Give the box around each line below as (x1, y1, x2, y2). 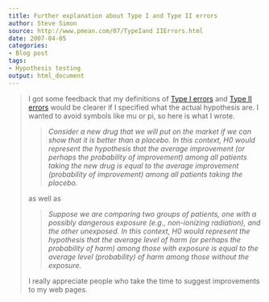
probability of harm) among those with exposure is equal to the (48, 243, 259, 253)
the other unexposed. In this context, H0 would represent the (48, 226, 250, 236)
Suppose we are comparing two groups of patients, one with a (48, 209, 257, 218)
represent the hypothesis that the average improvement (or (48, 143, 246, 153)
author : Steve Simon (8, 19, 78, 27)
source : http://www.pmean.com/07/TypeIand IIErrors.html (8, 27, 204, 35)
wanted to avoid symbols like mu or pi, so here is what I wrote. (27, 110, 235, 121)
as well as (27, 193, 62, 203)
